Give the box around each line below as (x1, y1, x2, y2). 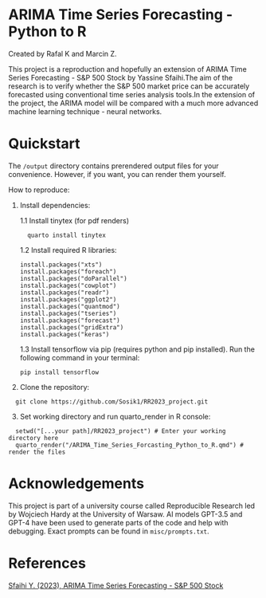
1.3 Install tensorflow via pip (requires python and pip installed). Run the (19, 344, 255, 354)
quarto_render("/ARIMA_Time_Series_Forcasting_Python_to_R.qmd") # (15, 441, 244, 449)
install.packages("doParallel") (19, 274, 127, 282)
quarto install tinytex (27, 231, 106, 239)
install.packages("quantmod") (19, 302, 121, 310)
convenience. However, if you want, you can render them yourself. (8, 169, 227, 179)
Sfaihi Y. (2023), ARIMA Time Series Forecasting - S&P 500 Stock (8, 580, 224, 590)
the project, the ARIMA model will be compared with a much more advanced (8, 98, 259, 108)
